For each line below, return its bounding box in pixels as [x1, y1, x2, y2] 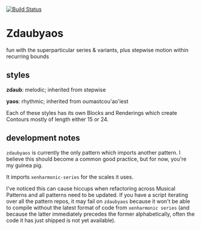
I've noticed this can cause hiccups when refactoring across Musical [6, 184, 176, 192]
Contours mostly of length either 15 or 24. [6, 116, 109, 123]
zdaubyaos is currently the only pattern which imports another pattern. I [6, 149, 181, 156]
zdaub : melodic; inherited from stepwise [6, 86, 106, 93]
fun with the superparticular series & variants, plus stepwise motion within [6, 46, 188, 53]
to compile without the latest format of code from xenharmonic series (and [6, 204, 190, 211]
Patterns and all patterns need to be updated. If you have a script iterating [6, 191, 188, 198]
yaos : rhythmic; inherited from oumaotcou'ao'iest [6, 98, 129, 105]
